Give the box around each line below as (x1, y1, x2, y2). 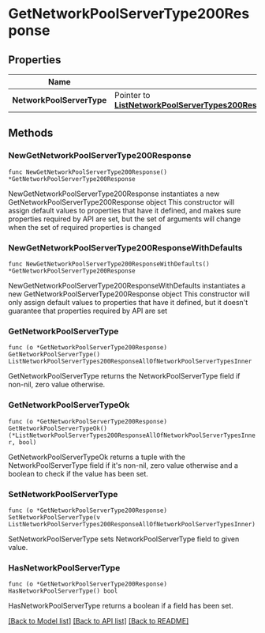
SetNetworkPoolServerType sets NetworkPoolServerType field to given (8, 534, 240, 544)
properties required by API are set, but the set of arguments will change (8, 214, 241, 224)
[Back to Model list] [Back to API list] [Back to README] (8, 616, 189, 626)
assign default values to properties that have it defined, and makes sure (8, 205, 241, 215)
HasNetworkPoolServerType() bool (8, 587, 118, 595)
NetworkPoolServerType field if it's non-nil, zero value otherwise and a (8, 460, 239, 470)
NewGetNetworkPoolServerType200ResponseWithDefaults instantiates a (8, 281, 246, 290)
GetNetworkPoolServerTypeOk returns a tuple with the (8, 452, 185, 462)
